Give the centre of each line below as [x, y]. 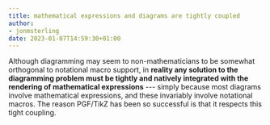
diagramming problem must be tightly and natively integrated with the [129, 78]
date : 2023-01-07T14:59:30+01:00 [65, 38]
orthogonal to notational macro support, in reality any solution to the [123, 70]
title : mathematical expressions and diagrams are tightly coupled [124, 16]
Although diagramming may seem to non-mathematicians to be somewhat [132, 61]
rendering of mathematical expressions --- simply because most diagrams [135, 87]
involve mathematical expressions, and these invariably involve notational [131, 96]
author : [21, 23]
